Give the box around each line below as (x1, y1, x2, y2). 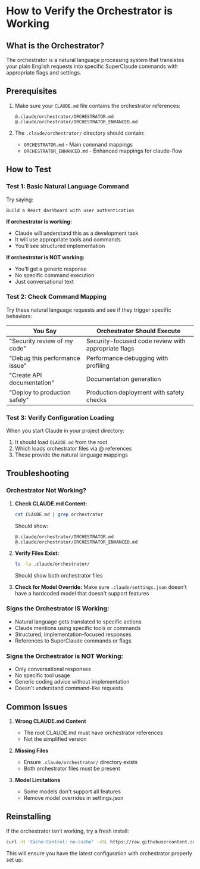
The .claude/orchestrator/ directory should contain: (14, 129, 145, 136)
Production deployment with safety (86, 388, 185, 396)
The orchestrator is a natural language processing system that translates (6, 57, 185, 63)
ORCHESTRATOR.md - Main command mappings (23, 141, 133, 148)
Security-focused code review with (86, 337, 186, 345)
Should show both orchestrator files (14, 572, 103, 579)
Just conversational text (14, 278, 74, 285)
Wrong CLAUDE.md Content (14, 717, 86, 725)
